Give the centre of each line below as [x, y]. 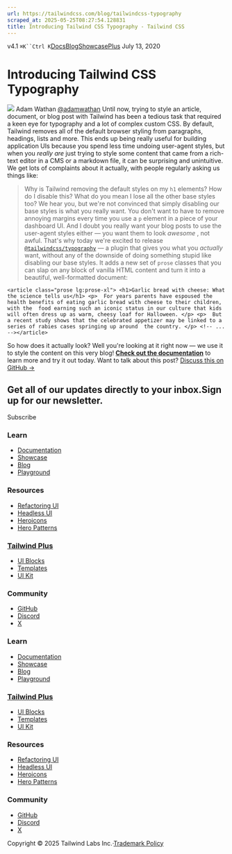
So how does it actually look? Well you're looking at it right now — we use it [115, 346]
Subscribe [22, 417]
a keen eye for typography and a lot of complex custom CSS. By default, [110, 124]
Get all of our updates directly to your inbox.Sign [115, 390]
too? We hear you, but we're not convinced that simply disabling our [122, 204]
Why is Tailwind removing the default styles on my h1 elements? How [123, 189]
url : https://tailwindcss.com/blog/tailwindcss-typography [94, 14]
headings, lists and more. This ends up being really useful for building [107, 139]
